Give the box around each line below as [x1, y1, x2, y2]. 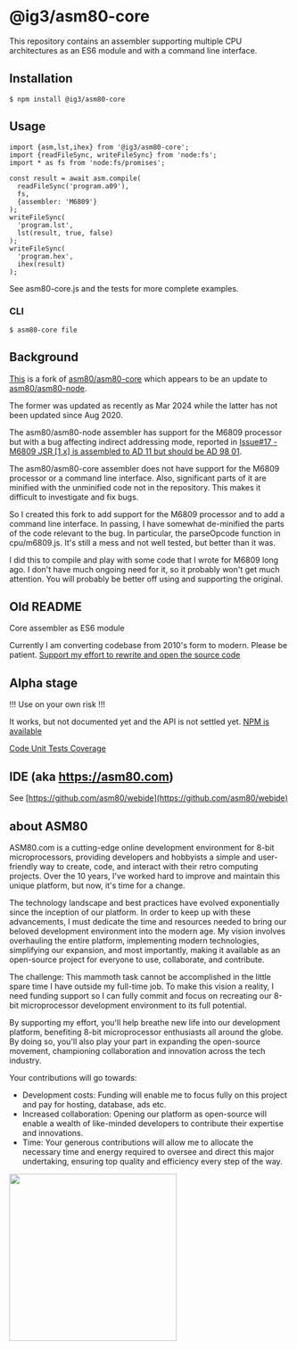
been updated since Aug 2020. [9, 409, 123, 420]
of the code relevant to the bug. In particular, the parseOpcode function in [9, 528, 281, 539]
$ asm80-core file [9, 325, 78, 334]
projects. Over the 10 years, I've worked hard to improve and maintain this [9, 870, 281, 881]
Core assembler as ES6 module [9, 622, 125, 634]
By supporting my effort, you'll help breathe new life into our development [9, 1017, 281, 1027]
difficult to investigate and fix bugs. [9, 491, 139, 502]
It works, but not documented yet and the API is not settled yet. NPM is [9, 716, 270, 728]
